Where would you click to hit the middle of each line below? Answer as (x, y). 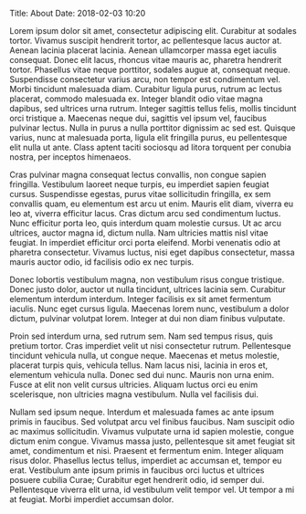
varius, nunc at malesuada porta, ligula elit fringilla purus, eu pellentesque (148, 137)
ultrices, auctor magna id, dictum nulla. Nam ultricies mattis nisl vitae (139, 233)
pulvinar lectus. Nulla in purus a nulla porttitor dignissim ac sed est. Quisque (153, 128)
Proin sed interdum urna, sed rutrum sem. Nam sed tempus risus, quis (142, 336)
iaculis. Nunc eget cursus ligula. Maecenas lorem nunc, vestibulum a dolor (149, 309)
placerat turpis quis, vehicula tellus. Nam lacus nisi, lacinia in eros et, (139, 365)
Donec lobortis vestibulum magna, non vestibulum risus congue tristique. (147, 279)
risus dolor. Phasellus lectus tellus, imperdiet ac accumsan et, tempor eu (146, 461)
